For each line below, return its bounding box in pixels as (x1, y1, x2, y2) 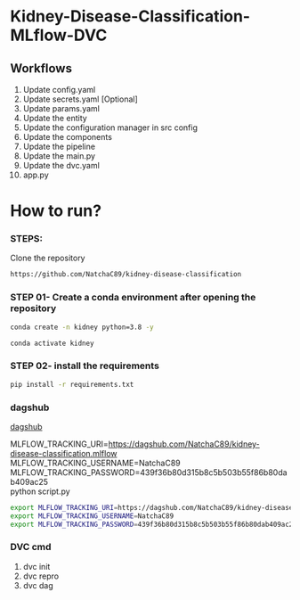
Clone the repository (10, 252, 85, 264)
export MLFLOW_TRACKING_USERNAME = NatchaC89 (10, 511, 174, 521)
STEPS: (10, 233, 44, 245)
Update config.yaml (22, 85, 96, 95)
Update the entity (22, 113, 87, 123)
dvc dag (22, 579, 53, 590)
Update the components (22, 132, 112, 142)
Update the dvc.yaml (22, 160, 101, 170)
